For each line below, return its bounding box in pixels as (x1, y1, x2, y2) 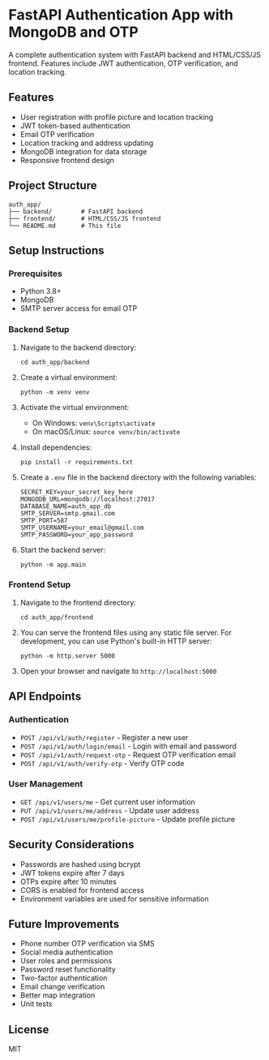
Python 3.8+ (19, 287, 62, 296)
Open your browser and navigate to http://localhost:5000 (19, 666, 217, 675)
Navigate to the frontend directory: (19, 597, 136, 607)
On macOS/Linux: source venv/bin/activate (32, 426, 181, 436)
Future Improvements (8, 917, 120, 931)
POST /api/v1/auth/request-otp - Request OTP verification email (19, 749, 237, 760)
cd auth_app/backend (19, 358, 90, 366)
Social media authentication (19, 947, 113, 957)
